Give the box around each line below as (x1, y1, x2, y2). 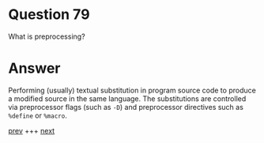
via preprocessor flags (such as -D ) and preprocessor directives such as (8, 102, 243, 111)
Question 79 (8, 6, 90, 24)
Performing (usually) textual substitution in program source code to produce (8, 85, 257, 95)
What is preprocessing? (8, 32, 85, 41)
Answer (8, 59, 61, 77)
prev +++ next (8, 126, 55, 135)
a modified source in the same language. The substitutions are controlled (8, 93, 247, 103)
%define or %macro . (8, 111, 67, 120)
